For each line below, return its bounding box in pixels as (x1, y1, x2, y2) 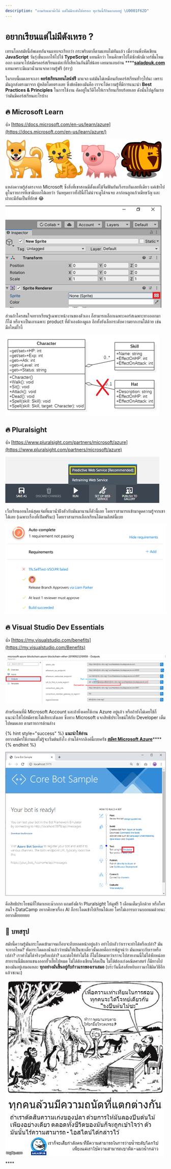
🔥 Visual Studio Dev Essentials (5, 623, 104, 632)
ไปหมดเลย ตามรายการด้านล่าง (5, 720, 55, 726)
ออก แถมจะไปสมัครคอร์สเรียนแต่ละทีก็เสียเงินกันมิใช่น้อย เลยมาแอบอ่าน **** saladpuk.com (5, 59, 165, 66)
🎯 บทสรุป (5, 927, 30, 936)
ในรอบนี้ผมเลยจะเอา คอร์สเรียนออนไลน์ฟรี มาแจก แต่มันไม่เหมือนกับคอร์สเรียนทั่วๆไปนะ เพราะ (5, 75, 163, 82)
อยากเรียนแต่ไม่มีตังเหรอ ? (5, 31, 94, 42)
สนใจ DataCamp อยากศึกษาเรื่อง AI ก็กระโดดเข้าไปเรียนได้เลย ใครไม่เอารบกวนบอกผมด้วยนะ (5, 906, 165, 912)
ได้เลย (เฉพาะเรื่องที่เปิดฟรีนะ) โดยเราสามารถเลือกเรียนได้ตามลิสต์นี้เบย (5, 514, 123, 520)
